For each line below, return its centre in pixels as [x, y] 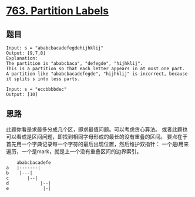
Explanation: [22, 58]
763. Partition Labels [58, 11]
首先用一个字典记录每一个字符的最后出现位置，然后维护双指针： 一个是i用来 [97, 144]
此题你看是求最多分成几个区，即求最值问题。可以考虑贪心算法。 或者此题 [94, 129]
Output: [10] [22, 94]
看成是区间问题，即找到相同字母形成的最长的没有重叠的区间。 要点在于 [102, 136]
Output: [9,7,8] [26, 53]
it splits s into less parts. [43, 79]
